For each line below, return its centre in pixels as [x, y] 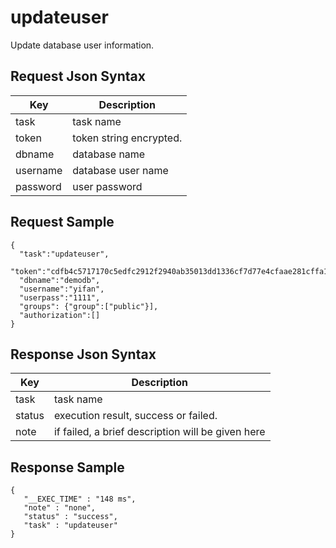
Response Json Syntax [83, 354]
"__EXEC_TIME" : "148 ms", [80, 499]
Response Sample [67, 467]
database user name [120, 170]
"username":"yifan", [62, 289]
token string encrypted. [127, 138]
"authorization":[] [60, 315]
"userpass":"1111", [60, 297]
